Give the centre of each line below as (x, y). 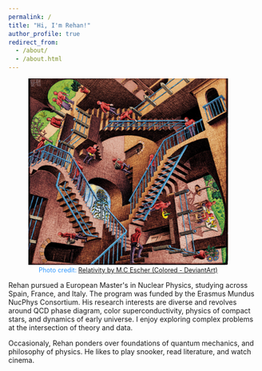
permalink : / (30, 17)
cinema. (21, 361)
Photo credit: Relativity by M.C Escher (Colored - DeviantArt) (128, 271)
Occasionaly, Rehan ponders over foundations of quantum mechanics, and (131, 343)
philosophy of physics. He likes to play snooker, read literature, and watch (130, 352)
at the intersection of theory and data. (71, 328)
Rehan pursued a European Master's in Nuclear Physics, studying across (128, 285)
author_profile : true (44, 34)
